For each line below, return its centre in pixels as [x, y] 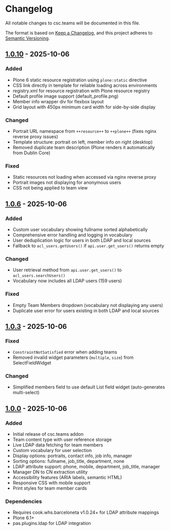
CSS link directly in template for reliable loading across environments [85, 85]
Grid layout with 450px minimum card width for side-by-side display [84, 107]
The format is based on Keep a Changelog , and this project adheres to [79, 33]
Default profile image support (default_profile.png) [65, 96]
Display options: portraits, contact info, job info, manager [72, 456]
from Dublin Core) [32, 153]
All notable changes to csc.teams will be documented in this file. [73, 23]
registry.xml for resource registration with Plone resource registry [81, 91]
